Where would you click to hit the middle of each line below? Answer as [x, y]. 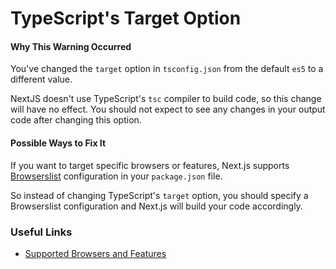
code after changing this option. [76, 120]
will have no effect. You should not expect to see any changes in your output [168, 109]
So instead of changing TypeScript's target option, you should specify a [159, 195]
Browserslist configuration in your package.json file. [116, 176]
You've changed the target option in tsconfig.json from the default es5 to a [167, 69]
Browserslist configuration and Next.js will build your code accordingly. [156, 206]
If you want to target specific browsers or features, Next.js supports [150, 165]
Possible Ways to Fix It [58, 143]
